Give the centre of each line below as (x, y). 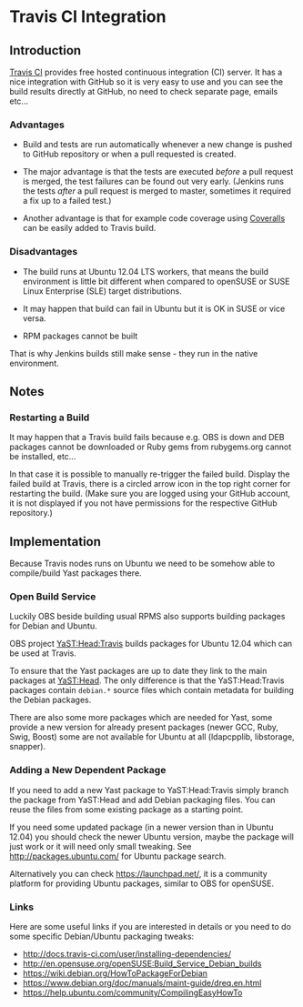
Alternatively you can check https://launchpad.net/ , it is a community (139, 873)
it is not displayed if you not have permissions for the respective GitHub (143, 503)
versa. (35, 318)
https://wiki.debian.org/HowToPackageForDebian (115, 973)
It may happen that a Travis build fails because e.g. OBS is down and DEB (147, 438)
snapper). (28, 747)
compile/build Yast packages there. (76, 573)
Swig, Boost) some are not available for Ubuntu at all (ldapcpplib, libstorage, (152, 737)
